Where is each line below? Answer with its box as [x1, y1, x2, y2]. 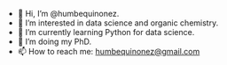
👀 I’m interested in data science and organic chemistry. [17, 18, 219, 28]
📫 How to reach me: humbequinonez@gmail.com [17, 47, 200, 56]
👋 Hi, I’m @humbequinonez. [17, 9, 120, 18]
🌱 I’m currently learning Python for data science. [17, 27, 195, 37]
